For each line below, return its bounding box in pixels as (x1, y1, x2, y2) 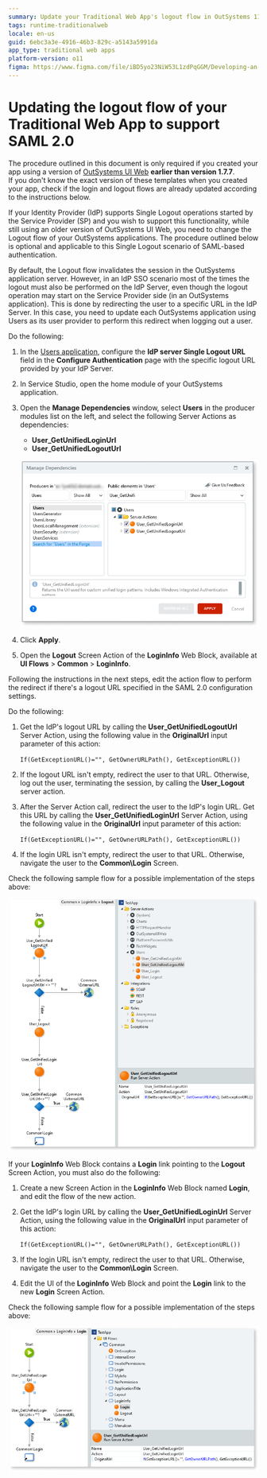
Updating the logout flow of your (8, 99, 227, 117)
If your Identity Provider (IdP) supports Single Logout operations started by (8, 208, 253, 217)
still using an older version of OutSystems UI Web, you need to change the (8, 224, 252, 234)
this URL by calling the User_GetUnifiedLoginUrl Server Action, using (19, 811, 248, 820)
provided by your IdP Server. (19, 363, 114, 373)
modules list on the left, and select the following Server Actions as (19, 411, 237, 421)
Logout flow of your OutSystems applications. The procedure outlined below (8, 233, 259, 242)
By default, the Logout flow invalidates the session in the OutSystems (8, 265, 236, 274)
